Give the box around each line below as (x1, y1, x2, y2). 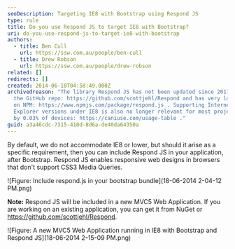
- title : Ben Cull (13, 43, 68, 50)
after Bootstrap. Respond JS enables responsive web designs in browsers (7, 155, 220, 163)
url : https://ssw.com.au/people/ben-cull (20, 50, 142, 57)
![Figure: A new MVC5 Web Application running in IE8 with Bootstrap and (7, 226, 218, 234)
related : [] (7, 69, 42, 76)
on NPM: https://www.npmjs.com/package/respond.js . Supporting (13, 102, 205, 109)
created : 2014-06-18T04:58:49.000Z (7, 82, 111, 89)
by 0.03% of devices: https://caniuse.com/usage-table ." (13, 114, 187, 121)
